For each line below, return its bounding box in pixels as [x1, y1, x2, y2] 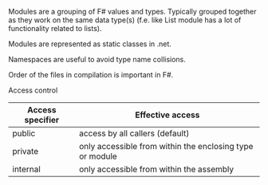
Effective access [135, 109, 200, 120]
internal [12, 163, 41, 175]
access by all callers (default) [78, 128, 190, 139]
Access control [8, 85, 58, 95]
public [12, 128, 36, 139]
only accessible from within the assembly [78, 163, 235, 175]
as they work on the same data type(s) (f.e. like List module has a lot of [8, 15, 242, 25]
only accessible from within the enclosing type [78, 141, 254, 152]
